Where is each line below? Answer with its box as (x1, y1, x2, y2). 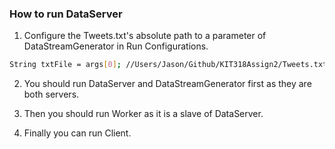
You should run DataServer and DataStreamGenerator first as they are (23, 78, 312, 90)
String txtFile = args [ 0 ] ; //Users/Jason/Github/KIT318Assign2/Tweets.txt (9, 60, 328, 70)
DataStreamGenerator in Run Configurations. (23, 40, 209, 52)
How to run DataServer (9, 7, 123, 21)
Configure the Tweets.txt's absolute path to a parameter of (23, 30, 267, 42)
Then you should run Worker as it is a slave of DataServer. (23, 108, 264, 120)
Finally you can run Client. (23, 127, 132, 139)
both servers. (23, 88, 80, 101)
